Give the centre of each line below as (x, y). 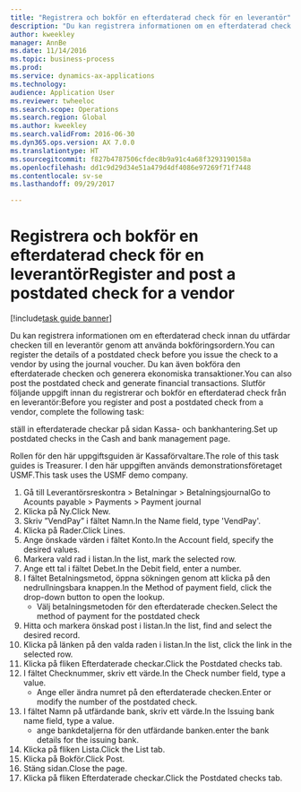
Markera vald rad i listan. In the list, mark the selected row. (129, 559)
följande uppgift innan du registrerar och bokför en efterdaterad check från (148, 393)
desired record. (52, 635)
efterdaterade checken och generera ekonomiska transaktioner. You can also (151, 374)
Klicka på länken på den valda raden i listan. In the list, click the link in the (157, 645)
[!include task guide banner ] (61, 318)
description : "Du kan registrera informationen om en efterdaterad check (151, 26)
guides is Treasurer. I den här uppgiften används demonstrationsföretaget (146, 466)
